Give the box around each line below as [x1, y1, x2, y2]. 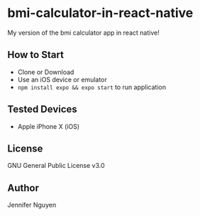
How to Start [7, 49, 64, 61]
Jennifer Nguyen [7, 200, 57, 210]
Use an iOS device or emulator [17, 75, 108, 84]
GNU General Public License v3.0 [7, 161, 105, 170]
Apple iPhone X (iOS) [17, 122, 80, 130]
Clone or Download [17, 67, 74, 76]
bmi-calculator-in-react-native [7, 5, 194, 21]
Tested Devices [7, 103, 78, 115]
